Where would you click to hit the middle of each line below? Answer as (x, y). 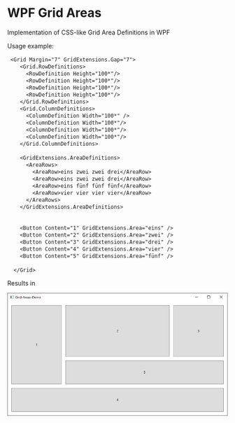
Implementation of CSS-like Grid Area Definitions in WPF (88, 32)
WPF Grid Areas (55, 13)
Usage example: (31, 46)
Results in (21, 283)
